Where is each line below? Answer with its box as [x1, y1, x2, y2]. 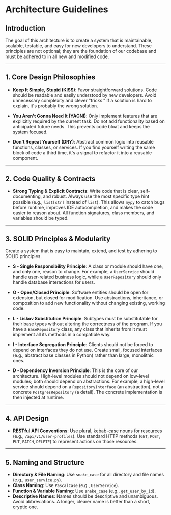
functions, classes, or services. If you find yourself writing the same [12, 144, 155, 150]
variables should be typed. [12, 215, 69, 221]
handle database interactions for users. [12, 279, 95, 285]
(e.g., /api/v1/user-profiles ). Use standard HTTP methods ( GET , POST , [12, 433, 161, 439]
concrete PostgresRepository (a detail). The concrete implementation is [12, 389, 163, 395]
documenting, [12, 193, 42, 199]
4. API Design [5, 414, 49, 423]
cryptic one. [12, 504, 38, 510]
